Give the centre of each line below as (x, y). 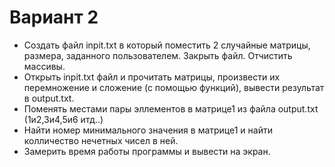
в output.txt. (49, 98)
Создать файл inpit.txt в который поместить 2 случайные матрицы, (167, 45)
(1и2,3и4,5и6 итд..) (63, 119)
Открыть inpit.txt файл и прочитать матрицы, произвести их (152, 77)
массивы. (44, 66)
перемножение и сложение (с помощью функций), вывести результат (174, 87)
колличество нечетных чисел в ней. (101, 140)
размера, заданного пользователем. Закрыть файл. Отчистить (158, 55)
